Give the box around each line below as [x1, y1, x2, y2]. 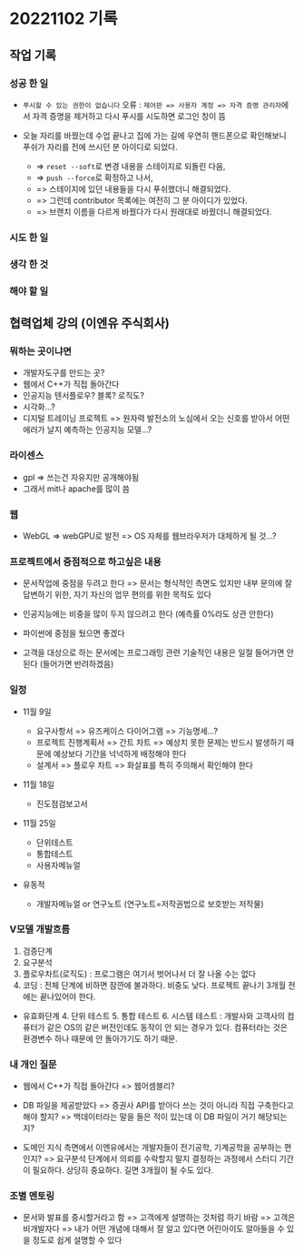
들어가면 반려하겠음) [42, 659, 114, 670]
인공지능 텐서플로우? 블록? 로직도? [22, 390, 145, 401]
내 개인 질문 [9, 1057, 57, 1070]
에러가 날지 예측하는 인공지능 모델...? [22, 424, 152, 435]
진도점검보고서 [35, 798, 88, 809]
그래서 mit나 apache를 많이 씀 [22, 483, 130, 494]
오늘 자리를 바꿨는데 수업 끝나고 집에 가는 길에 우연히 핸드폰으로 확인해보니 [22, 129, 288, 141]
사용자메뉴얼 [35, 859, 81, 870]
